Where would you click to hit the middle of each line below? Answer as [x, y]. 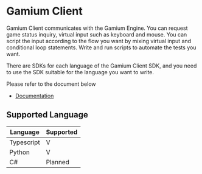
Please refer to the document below [51, 84]
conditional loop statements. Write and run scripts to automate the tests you [101, 47]
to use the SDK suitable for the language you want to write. [80, 72]
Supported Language [47, 115]
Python [20, 152]
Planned [58, 162]
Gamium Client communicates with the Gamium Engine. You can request [97, 28]
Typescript [25, 142]
